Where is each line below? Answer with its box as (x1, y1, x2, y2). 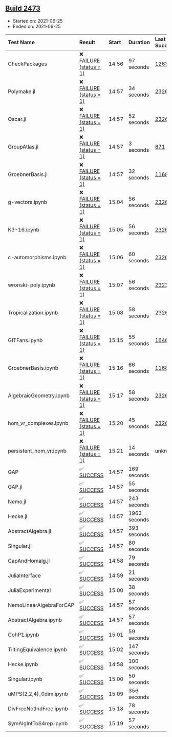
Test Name (8, 39, 35, 46)
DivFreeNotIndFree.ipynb (8, 705, 68, 712)
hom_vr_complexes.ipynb (8, 419, 69, 426)
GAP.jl (8, 483, 23, 490)
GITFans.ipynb (8, 336, 43, 344)
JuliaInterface (8, 572, 41, 579)
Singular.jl (8, 542, 32, 549)
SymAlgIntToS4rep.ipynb (8, 720, 68, 727)
